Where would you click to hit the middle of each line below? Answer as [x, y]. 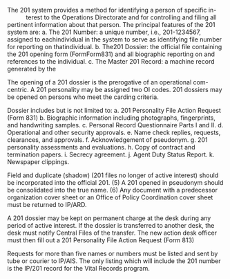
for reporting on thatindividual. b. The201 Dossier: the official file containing [115, 47]
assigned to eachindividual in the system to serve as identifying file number [115, 39]
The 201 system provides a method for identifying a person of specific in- [112, 10]
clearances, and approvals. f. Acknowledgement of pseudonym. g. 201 [108, 140]
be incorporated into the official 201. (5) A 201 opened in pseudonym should [115, 182]
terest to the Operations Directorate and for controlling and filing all [121, 17]
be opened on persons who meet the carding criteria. [83, 97]
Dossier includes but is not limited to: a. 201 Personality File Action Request [114, 110]
